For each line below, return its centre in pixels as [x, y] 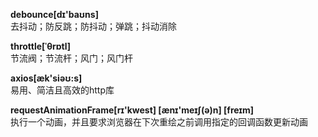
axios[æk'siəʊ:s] [46, 78]
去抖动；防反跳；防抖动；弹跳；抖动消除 [93, 26]
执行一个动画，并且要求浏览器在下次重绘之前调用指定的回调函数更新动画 [159, 122]
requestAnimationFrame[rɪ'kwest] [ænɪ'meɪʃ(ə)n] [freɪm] [132, 110]
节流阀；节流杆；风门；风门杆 [71, 58]
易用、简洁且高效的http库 [62, 90]
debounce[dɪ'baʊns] [54, 14]
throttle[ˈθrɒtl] [40, 46]
